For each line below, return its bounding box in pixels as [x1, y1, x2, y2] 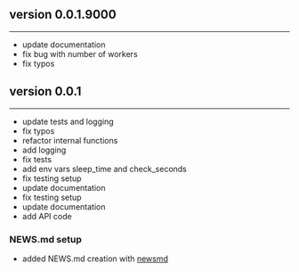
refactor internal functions [21, 135, 118, 145]
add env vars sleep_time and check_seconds [21, 163, 187, 174]
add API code [21, 210, 73, 221]
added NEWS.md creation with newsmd [21, 253, 169, 264]
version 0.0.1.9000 [9, 7, 117, 22]
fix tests [21, 153, 52, 164]
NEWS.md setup [9, 233, 82, 245]
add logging [21, 144, 67, 155]
